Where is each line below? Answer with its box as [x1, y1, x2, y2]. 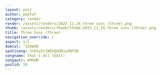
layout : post [5, 7, 32, 12]
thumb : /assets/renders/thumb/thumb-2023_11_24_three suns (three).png [5, 26, 156, 31]
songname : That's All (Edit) [5, 53, 65, 58]
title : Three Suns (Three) [5, 30, 61, 35]
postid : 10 [5, 62, 28, 67]
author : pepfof [5, 12, 37, 17]
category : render [5, 16, 41, 21]
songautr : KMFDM [5, 58, 39, 63]
